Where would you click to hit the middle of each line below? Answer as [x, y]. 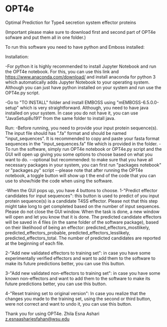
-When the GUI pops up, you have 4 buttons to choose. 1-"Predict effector [82, 190]
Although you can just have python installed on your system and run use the [83, 87]
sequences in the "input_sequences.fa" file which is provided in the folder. [82, 144]
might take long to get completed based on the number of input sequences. [83, 206]
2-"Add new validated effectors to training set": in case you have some [78, 253]
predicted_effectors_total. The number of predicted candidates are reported [83, 238]
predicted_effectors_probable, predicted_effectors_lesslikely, [68, 232]
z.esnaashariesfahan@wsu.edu [37, 319]
